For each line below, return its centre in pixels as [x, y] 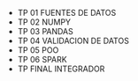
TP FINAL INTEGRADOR [61, 69]
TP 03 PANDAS [45, 31]
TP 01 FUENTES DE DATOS [67, 13]
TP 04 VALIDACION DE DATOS [73, 40]
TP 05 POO [38, 50]
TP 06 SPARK [42, 59]
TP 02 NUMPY [44, 22]
